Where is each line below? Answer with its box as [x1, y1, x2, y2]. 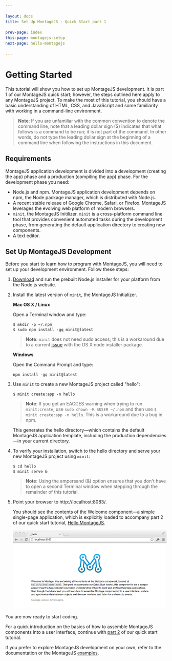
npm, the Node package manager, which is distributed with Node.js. [12, 194, 156, 200]
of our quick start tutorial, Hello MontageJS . [12, 520, 105, 526]
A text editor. [12, 232, 40, 239]
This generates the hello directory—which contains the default [12, 427, 145, 433]
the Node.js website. [12, 282, 56, 288]
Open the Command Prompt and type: [12, 362, 94, 368]
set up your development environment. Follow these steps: [5, 266, 129, 273]
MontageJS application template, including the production [12, 433, 136, 439]
